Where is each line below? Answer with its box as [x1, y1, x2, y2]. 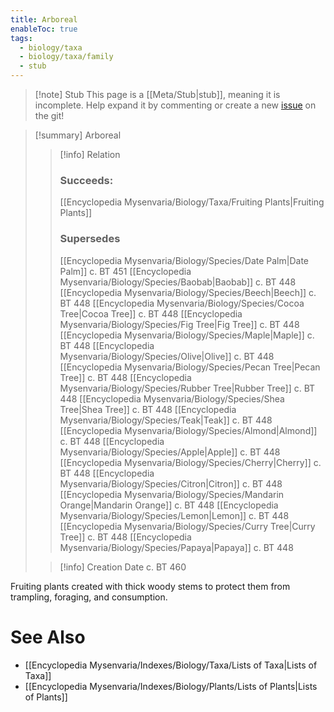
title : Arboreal [10, 14, 78, 25]
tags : [10, 33, 33, 43]
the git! [34, 110, 65, 121]
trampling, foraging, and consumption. [10, 591, 168, 603]
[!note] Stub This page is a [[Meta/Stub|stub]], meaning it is [34, 89, 281, 100]
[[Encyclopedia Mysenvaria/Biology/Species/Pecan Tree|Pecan [59, 361, 321, 373]
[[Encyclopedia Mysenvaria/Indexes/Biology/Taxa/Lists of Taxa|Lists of [24, 659, 318, 671]
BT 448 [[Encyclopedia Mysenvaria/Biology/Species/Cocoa [59, 297, 305, 309]
